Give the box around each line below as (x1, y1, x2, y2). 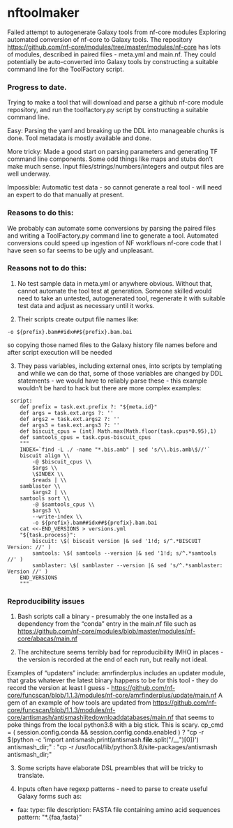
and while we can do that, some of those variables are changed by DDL (17, 369, 223, 377)
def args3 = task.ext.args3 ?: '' (20, 422, 120, 429)
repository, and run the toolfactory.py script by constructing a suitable (7, 106, 209, 114)
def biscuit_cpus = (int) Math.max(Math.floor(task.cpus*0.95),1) (20, 427, 217, 435)
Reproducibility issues (7, 596, 85, 606)
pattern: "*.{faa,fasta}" (17, 813, 82, 822)
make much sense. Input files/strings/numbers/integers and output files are (7, 162, 225, 171)
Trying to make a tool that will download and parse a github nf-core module (7, 98, 224, 107)
